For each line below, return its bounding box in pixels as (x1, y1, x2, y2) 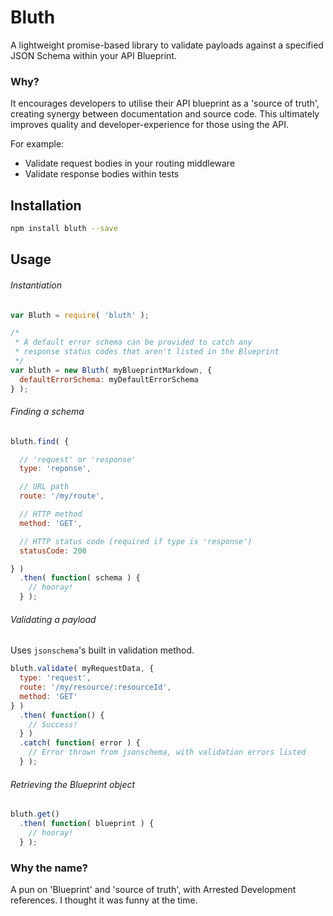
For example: (10, 138, 65, 150)
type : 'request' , (19, 673, 92, 683)
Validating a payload (10, 613, 97, 625)
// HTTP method (19, 509, 83, 520)
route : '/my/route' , (19, 491, 105, 501)
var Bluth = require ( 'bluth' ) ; (10, 310, 150, 320)
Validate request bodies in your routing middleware (24, 157, 236, 170)
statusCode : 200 (19, 546, 87, 556)
